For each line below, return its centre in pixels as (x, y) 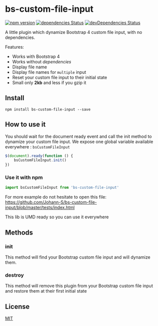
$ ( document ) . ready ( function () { (39, 156)
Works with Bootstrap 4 (36, 56)
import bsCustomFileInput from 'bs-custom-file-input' (62, 188)
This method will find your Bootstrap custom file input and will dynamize (78, 257)
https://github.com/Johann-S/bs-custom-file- (51, 202)
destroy (15, 275)
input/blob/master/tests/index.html (40, 207)
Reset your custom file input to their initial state (60, 77)
